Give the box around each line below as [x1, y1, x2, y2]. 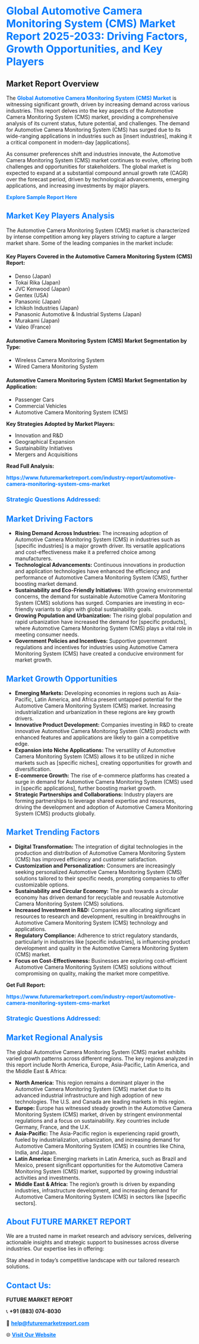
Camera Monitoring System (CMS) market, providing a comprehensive [6, 113, 178, 121]
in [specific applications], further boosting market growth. [14, 784, 156, 792]
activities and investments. [14, 1174, 80, 1181]
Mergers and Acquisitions [14, 451, 78, 458]
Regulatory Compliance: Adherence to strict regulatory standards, [14, 932, 179, 939]
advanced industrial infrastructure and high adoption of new [14, 1092, 162, 1099]
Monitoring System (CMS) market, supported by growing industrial [14, 1167, 178, 1175]
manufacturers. [14, 555, 53, 562]
